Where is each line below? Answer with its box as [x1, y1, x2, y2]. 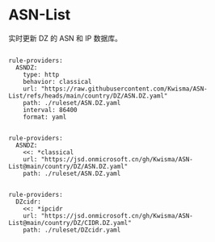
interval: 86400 [23, 106, 78, 114]
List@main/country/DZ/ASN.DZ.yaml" [8, 162, 129, 170]
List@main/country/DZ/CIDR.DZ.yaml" [8, 219, 132, 227]
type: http [23, 70, 60, 78]
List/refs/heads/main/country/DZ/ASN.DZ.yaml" [8, 91, 168, 100]
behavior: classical [23, 77, 92, 86]
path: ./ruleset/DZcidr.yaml [23, 226, 121, 234]
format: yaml [23, 113, 67, 121]
